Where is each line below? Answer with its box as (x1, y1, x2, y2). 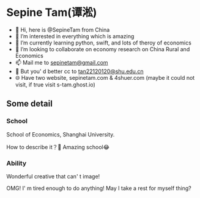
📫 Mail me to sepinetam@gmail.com (15, 58, 108, 66)
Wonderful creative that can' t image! (6, 172, 100, 180)
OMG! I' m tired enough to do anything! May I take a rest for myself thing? (6, 184, 191, 192)
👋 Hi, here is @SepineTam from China (15, 26, 110, 34)
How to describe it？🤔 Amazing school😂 (6, 143, 110, 150)
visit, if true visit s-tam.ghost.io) (15, 80, 96, 88)
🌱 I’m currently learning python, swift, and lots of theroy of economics (15, 39, 191, 46)
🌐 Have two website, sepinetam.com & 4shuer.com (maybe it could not (15, 74, 195, 81)
